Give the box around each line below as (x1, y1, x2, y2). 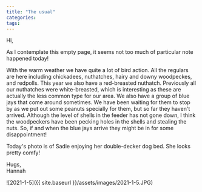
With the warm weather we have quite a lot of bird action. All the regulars (6, 67, 189, 74)
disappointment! (6, 131, 47, 138)
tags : (6, 20, 20, 26)
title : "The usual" (6, 8, 56, 15)
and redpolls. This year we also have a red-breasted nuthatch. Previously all (6, 79, 196, 87)
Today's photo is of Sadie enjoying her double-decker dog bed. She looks (6, 143, 191, 150)
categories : (6, 15, 36, 21)
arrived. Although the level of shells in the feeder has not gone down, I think (6, 111, 196, 119)
